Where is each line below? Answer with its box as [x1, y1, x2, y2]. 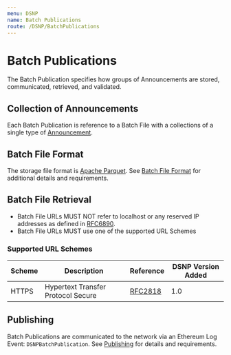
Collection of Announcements [7, 103, 139, 114]
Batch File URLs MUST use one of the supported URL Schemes [16, 227, 197, 235]
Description [64, 266, 104, 276]
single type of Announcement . [7, 128, 93, 136]
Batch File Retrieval [7, 194, 91, 205]
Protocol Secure [44, 291, 97, 301]
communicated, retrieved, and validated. [7, 83, 122, 91]
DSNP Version [172, 262, 220, 272]
